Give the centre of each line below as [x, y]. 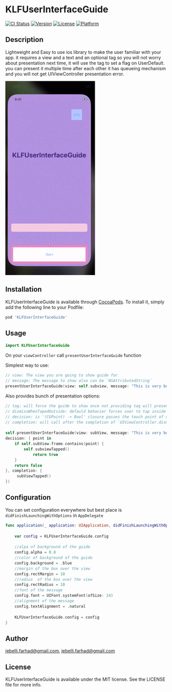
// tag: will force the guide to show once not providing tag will [79, 406]
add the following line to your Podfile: [45, 307]
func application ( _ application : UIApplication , [58, 525]
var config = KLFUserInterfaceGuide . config [62, 536]
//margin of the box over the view [52, 569]
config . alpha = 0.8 [35, 552]
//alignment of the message [44, 601]
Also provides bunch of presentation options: [53, 396]
